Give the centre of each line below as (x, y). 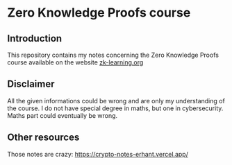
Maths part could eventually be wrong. (63, 115)
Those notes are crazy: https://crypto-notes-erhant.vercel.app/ (98, 154)
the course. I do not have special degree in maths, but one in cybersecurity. (115, 108)
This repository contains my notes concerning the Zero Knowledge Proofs (113, 55)
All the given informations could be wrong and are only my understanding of (116, 101)
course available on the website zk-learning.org (75, 62)
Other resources (43, 138)
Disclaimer (31, 84)
